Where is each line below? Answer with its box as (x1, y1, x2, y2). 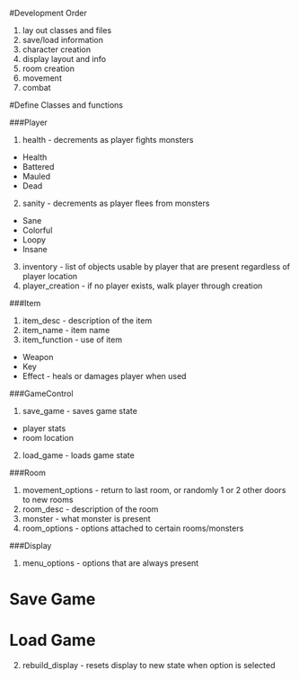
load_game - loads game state (22, 450, 135, 461)
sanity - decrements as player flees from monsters (22, 198, 210, 208)
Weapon (22, 352, 54, 362)
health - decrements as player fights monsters (22, 135, 194, 145)
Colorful (22, 225, 53, 235)
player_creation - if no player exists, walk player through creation (22, 280, 263, 291)
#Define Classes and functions (9, 100, 124, 110)
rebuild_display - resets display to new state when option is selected (22, 660, 276, 671)
